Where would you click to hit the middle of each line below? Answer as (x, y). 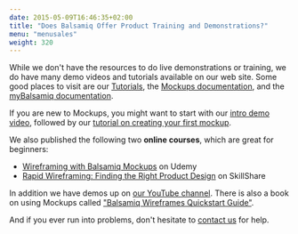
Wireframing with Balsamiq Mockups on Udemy (109, 166)
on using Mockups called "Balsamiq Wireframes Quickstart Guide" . (132, 203)
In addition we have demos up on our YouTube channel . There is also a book (149, 193)
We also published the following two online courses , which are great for (141, 140)
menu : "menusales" (43, 34)
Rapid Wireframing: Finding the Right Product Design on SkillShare (144, 176)
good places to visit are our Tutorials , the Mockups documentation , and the (147, 86)
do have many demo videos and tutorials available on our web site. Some (143, 77)
